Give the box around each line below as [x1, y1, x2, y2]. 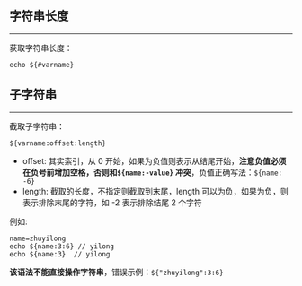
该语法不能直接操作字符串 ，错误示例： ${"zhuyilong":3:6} [9, 266, 224, 277]
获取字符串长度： [9, 42, 73, 53]
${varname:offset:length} [9, 138, 106, 148]
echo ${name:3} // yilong [9, 249, 111, 258]
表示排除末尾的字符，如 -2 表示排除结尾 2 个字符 [22, 196, 202, 208]
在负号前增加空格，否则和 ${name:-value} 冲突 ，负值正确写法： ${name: [22, 167, 283, 178]
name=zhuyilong [9, 234, 67, 243]
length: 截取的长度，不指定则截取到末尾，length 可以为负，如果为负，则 [22, 186, 289, 196]
